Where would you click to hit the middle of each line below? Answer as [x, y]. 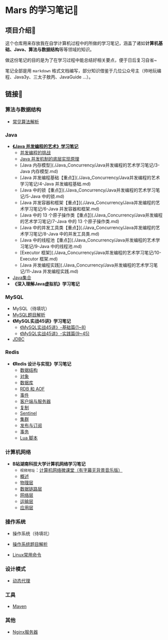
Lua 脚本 [29, 437]
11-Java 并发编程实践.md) [52, 271]
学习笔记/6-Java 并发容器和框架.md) [62, 208]
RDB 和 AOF [32, 388]
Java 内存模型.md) [39, 171]
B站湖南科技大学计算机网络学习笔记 [49, 463]
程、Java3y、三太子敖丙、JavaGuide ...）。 [49, 77]
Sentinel [28, 413]
